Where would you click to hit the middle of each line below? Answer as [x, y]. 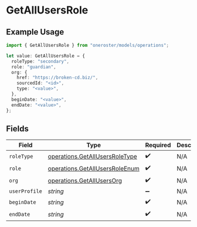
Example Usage [35, 32]
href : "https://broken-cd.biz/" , [57, 78]
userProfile [26, 192]
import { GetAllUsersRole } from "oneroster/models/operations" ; [87, 45]
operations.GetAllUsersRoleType [93, 156]
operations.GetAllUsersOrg [85, 181]
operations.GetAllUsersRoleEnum [94, 168]
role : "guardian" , [34, 67]
